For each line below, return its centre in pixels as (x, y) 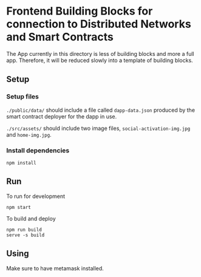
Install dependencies (38, 150)
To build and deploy (31, 218)
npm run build (24, 230)
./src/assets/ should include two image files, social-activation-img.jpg (98, 128)
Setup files (23, 97)
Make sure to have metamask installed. (55, 268)
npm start (19, 207)
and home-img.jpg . (29, 134)
